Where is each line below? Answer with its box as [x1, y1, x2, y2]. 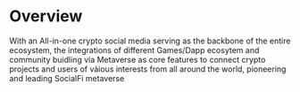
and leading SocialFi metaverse [9, 73, 125, 83]
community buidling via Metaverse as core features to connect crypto [9, 54, 266, 65]
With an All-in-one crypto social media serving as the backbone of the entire [9, 35, 291, 46]
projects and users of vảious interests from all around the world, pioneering [9, 64, 287, 74]
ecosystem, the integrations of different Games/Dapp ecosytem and [9, 44, 260, 55]
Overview [9, 6, 83, 27]
